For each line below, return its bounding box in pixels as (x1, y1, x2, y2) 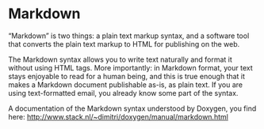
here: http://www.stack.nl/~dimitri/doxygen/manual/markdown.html (8, 112, 228, 121)
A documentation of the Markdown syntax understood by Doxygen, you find (8, 104, 257, 113)
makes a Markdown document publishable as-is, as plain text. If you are (8, 80, 243, 89)
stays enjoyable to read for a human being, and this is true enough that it (8, 71, 246, 81)
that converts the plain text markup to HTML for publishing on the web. (8, 39, 240, 48)
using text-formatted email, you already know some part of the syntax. (8, 88, 239, 97)
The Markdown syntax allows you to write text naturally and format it (8, 55, 232, 64)
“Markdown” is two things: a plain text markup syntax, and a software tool (8, 31, 250, 40)
